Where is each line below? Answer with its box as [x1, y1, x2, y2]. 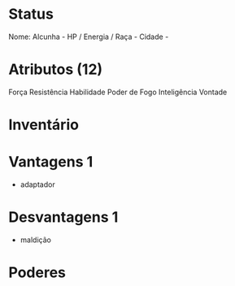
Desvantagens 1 [8, 208, 119, 227]
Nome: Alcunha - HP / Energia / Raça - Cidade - [8, 32, 169, 41]
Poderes [8, 263, 67, 282]
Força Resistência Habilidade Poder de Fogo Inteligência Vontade [8, 87, 228, 97]
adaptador [20, 180, 55, 189]
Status [8, 5, 54, 24]
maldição [20, 235, 51, 245]
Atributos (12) [8, 60, 103, 79]
